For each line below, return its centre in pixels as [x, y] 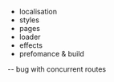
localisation [38, 12]
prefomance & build [52, 54]
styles [29, 20]
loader [30, 37]
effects [31, 45]
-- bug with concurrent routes [57, 69]
